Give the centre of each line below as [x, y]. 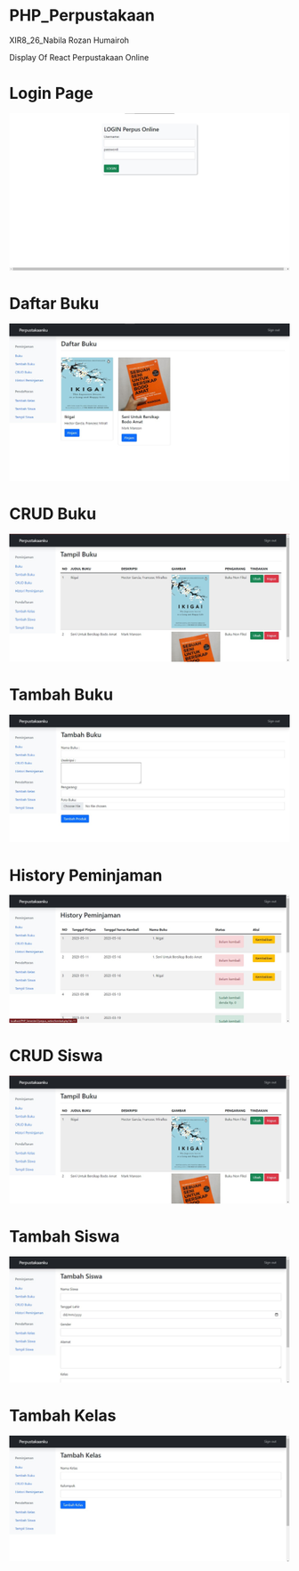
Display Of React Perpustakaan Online [79, 57]
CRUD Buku [53, 514]
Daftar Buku [54, 304]
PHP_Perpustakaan [82, 16]
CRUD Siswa [57, 1056]
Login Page [51, 93]
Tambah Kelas [63, 1416]
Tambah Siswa [65, 1237]
